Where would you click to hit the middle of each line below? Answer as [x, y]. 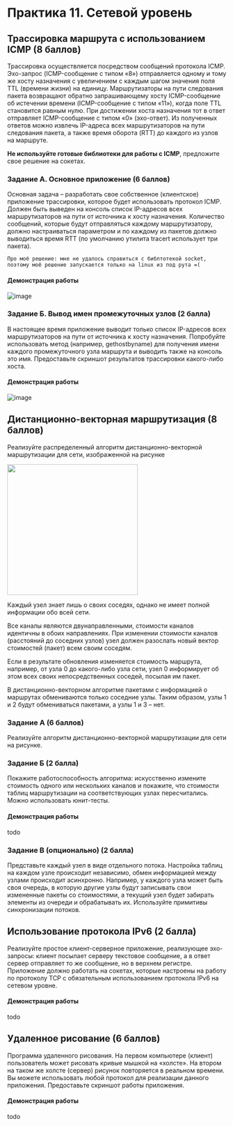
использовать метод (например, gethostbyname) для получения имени [113, 344]
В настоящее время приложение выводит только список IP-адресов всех [117, 329]
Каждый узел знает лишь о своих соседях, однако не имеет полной [109, 605]
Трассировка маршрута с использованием [106, 39]
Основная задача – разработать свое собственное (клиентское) [103, 194]
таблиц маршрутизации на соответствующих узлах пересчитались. [108, 793]
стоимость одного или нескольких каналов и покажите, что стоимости [113, 786]
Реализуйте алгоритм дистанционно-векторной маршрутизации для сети [117, 738]
